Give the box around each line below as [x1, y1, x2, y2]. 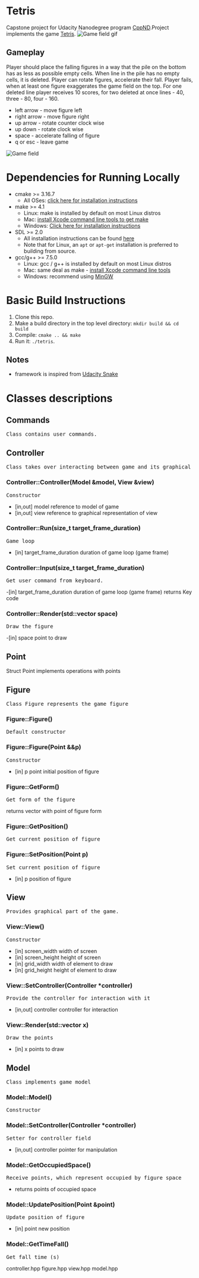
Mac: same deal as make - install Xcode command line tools [23, 266, 171, 274]
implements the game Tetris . [6, 30, 76, 37]
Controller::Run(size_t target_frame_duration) [6, 524, 141, 532]
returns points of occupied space [14, 1185, 97, 1193]
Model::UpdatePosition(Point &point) [6, 1200, 115, 1208]
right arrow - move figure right [14, 113, 90, 120]
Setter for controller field [6, 1134, 91, 1141]
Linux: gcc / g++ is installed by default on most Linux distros [23, 260, 172, 267]
